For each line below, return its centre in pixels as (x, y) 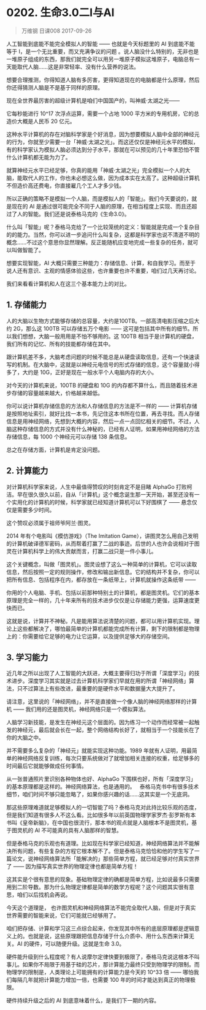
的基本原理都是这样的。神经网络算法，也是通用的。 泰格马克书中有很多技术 (103, 787)
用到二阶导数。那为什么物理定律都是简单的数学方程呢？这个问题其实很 (95, 887)
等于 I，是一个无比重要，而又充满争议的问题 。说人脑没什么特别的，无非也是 (103, 51)
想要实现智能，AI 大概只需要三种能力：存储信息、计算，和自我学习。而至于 (101, 263)
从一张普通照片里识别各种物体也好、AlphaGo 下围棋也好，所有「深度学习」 (101, 779)
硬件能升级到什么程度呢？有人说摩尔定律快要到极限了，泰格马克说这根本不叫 (103, 957)
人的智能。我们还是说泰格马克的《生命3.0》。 (73, 214)
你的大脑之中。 (25, 738)
